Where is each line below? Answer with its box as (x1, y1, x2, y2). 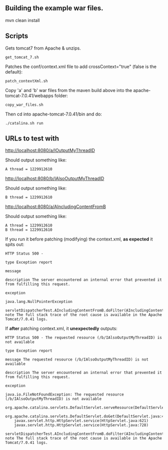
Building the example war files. (5, 4, 103, 12)
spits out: (5, 241, 24, 247)
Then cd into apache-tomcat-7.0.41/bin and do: (5, 111, 102, 117)
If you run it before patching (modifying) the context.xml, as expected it (5, 236, 153, 242)
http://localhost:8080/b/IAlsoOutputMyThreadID (5, 175, 104, 181)
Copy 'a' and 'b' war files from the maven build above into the (5, 87, 132, 93)
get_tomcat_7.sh (5, 54, 39, 59)
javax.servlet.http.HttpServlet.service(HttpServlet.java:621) (14, 418, 149, 423)
